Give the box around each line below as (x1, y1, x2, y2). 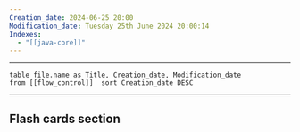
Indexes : (9, 29, 42, 38)
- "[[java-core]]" (17, 37, 87, 47)
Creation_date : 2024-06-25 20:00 (9, 12, 134, 22)
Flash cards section (9, 111, 121, 126)
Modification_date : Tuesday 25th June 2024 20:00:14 (9, 21, 210, 30)
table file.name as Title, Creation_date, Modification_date (9, 70, 242, 80)
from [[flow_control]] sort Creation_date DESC (9, 78, 194, 87)
